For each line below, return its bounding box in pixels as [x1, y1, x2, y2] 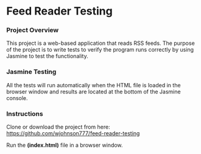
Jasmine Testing [6, 68, 57, 76]
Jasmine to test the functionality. [6, 53, 88, 60]
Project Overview [6, 26, 59, 35]
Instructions [6, 109, 44, 118]
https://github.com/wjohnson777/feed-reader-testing [6, 130, 140, 137]
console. [6, 94, 29, 101]
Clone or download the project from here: [6, 123, 111, 131]
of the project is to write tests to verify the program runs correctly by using [6, 46, 194, 53]
